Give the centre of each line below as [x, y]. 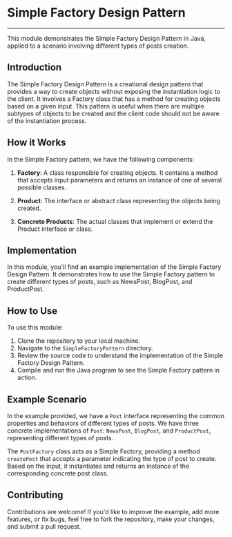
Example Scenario [47, 399]
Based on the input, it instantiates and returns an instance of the [98, 466]
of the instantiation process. [47, 121]
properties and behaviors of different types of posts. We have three [103, 423]
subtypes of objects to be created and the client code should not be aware [113, 113]
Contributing [35, 495]
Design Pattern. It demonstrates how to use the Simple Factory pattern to [111, 274]
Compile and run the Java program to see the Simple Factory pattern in [118, 370]
